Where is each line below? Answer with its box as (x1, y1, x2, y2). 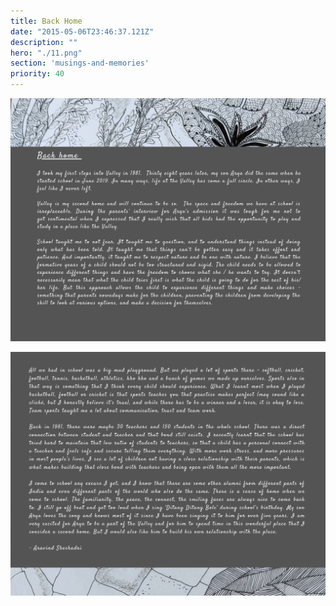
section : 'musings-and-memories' (10, 58, 150, 69)
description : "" (10, 37, 78, 47)
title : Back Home (10, 16, 83, 26)
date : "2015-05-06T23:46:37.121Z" (10, 26, 155, 37)
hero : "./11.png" (10, 48, 83, 58)
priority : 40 (10, 69, 65, 79)
